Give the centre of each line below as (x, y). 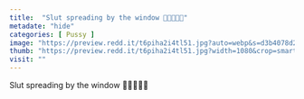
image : (22, 43)
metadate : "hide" (42, 26)
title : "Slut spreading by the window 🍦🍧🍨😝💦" (99, 18)
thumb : (22, 51)
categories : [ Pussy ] (52, 34)
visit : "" (28, 59)
